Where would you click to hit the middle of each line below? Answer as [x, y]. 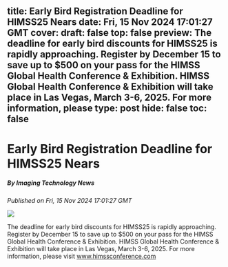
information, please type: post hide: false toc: [107, 109]
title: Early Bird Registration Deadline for [95, 11]
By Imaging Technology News [51, 183]
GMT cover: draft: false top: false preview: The [110, 33]
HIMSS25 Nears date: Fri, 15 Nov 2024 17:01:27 [110, 22]
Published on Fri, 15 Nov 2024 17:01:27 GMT [70, 200]
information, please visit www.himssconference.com [82, 256]
